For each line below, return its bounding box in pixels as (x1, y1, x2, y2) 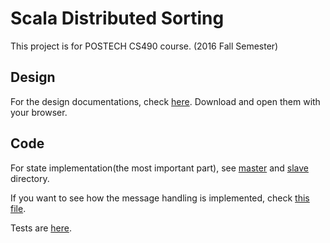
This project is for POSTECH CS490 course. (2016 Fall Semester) (10, 40, 279, 52)
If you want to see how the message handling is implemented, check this (10, 192, 310, 204)
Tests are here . (10, 222, 72, 234)
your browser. (10, 106, 68, 118)
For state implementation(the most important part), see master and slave (10, 162, 309, 174)
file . (10, 202, 27, 214)
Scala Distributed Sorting (10, 7, 225, 30)
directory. (10, 172, 50, 184)
